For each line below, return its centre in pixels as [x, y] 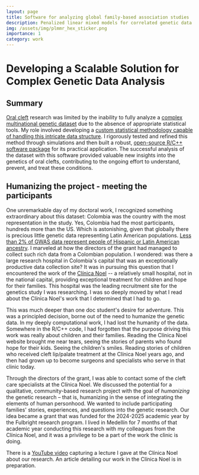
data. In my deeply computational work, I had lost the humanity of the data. [98, 322]
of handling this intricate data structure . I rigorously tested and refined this [97, 136]
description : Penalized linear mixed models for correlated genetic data [99, 23]
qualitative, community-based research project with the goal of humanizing [98, 391]
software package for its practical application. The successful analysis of [95, 149]
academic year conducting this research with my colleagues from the [91, 429]
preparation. [21, 465]
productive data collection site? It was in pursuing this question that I [90, 267]
